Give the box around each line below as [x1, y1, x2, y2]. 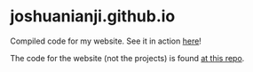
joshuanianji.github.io [10, 6, 176, 27]
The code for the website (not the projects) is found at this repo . [10, 52, 245, 63]
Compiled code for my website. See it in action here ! [10, 36, 202, 46]
